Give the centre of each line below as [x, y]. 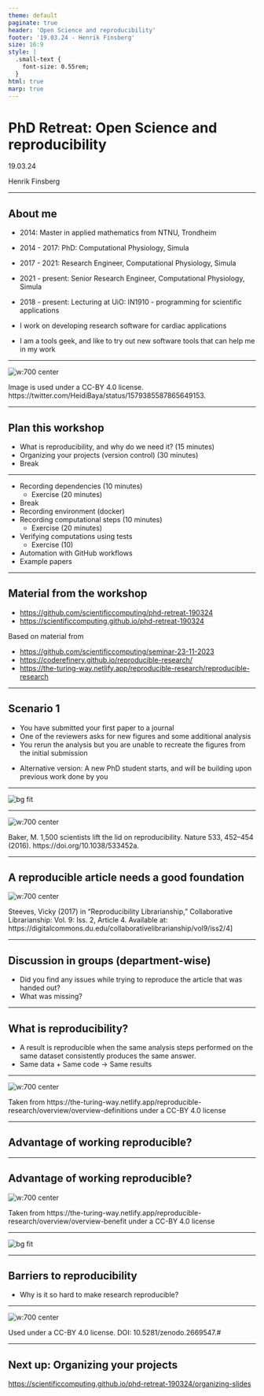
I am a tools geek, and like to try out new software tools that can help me [137, 341]
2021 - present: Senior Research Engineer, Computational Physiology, [132, 278]
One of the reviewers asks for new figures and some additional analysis [135, 736]
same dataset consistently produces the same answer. [108, 1056]
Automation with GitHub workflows [76, 553]
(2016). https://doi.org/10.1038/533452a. [74, 845]
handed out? [40, 988]
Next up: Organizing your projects [93, 1365]
